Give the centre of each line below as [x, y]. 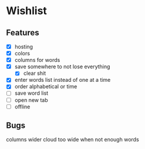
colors [22, 54]
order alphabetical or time [46, 87]
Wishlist [26, 11]
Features [23, 33]
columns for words [37, 60]
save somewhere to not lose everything [62, 67]
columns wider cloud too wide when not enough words [72, 140]
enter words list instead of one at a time [63, 80]
